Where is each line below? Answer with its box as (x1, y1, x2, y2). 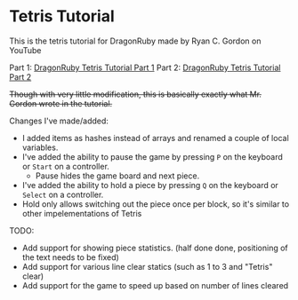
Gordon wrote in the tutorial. (9, 98, 113, 108)
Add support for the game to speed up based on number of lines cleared (21, 280, 289, 290)
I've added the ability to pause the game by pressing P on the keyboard (21, 151, 283, 162)
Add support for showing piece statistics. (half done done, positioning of (21, 242, 288, 253)
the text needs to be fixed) (21, 251, 120, 263)
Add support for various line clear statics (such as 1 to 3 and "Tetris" (21, 261, 273, 272)
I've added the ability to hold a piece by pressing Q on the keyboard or (21, 179, 278, 190)
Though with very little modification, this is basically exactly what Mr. (9, 89, 262, 99)
